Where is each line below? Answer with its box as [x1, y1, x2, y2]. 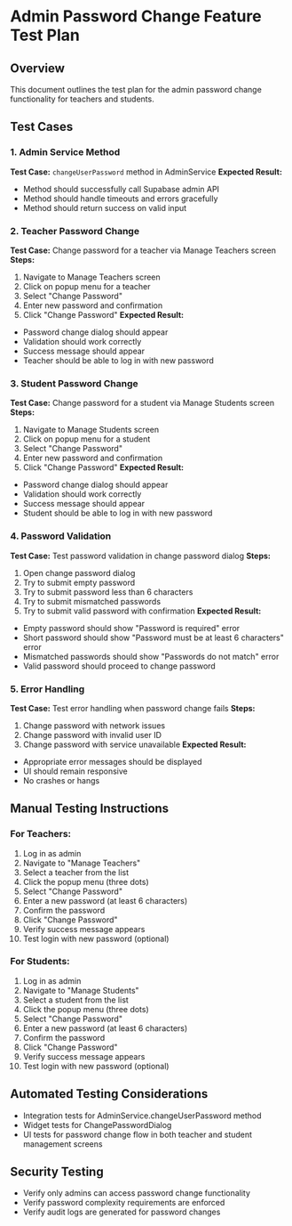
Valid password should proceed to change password [22, 661, 216, 671]
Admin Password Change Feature [10, 6, 262, 27]
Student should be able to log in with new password [22, 507, 213, 518]
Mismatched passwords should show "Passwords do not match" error [22, 651, 280, 662]
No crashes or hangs [22, 775, 100, 785]
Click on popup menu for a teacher [22, 280, 151, 291]
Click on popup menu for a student [22, 434, 151, 444]
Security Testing [10, 1165, 105, 1180]
